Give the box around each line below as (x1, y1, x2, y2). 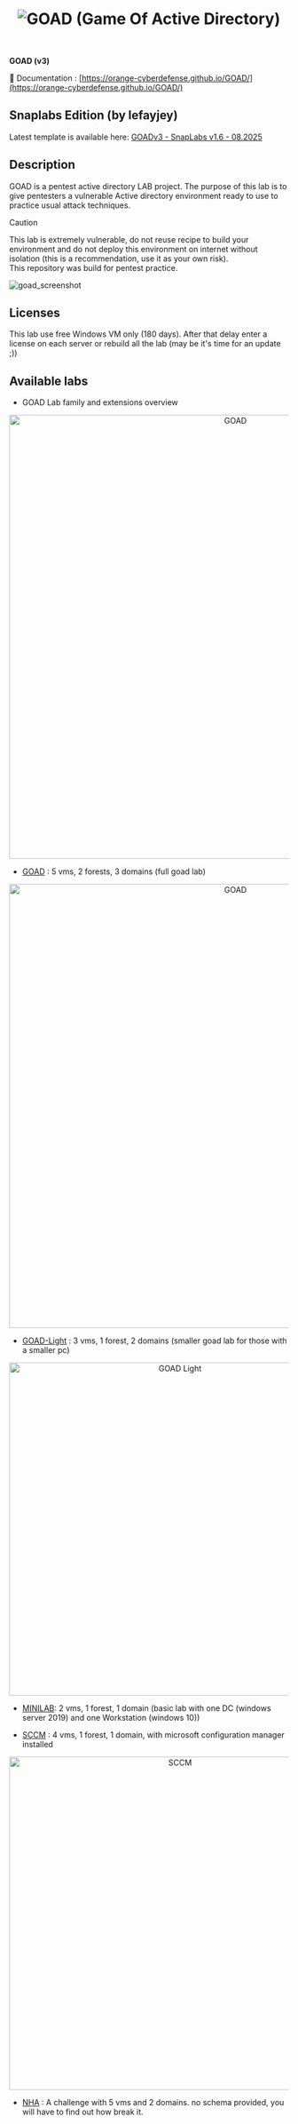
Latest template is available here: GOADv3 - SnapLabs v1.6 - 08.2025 (9, 131, 263, 142)
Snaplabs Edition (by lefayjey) (9, 107, 178, 123)
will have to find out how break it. (21, 2106, 144, 2118)
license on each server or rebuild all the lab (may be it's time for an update (9, 338, 281, 349)
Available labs (9, 373, 89, 388)
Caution (9, 217, 38, 227)
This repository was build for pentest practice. (9, 262, 178, 273)
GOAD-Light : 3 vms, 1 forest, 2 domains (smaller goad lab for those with (21, 1335, 287, 1346)
